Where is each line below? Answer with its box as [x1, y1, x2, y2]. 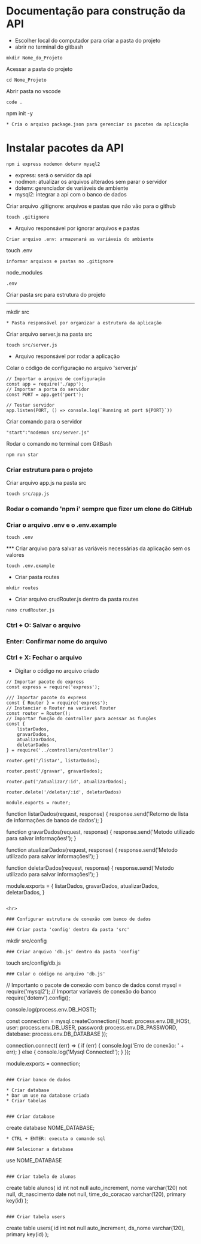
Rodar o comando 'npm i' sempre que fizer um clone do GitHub [6, 505, 193, 513]
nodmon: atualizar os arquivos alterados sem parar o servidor [14, 178, 167, 185]
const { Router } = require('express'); [6, 700, 109, 706]
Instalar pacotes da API [6, 141, 124, 155]
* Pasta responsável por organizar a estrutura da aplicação [6, 320, 162, 326]
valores [6, 551, 25, 559]
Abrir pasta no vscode [6, 87, 61, 94]
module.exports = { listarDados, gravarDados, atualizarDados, [6, 882, 160, 890]
